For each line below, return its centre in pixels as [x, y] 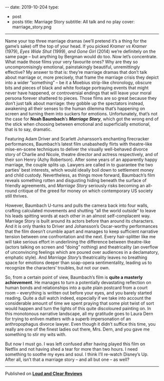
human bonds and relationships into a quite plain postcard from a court [76, 288]
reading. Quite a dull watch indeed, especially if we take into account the [78, 298]
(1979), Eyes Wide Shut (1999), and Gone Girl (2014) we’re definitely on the [81, 51]
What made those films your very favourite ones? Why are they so [72, 62]
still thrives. [17, 196]
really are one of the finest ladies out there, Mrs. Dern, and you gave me [77, 329]
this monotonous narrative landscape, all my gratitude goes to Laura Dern [79, 314]
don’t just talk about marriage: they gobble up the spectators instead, [75, 103]
